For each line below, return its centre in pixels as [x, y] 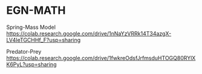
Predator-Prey [24, 51]
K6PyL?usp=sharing [31, 64]
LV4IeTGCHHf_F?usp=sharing [44, 40]
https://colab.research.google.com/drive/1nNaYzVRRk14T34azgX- [89, 33]
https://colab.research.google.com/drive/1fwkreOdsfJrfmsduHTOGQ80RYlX [101, 58]
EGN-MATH [36, 11]
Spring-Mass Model [31, 27]
